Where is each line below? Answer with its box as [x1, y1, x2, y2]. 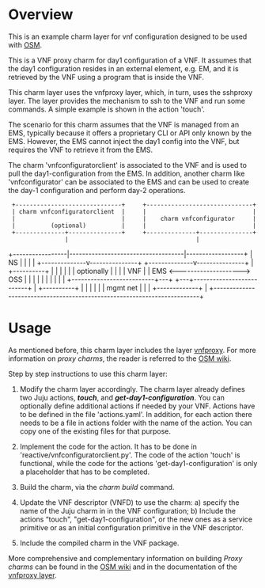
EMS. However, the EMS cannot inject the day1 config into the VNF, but [8, 136, 240, 146]
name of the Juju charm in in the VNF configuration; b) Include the [19, 506, 236, 515]
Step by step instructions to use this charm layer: [8, 369, 168, 378]
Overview [8, 6, 74, 24]
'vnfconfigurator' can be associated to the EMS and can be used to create [8, 176, 250, 187]
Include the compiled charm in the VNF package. [19, 538, 180, 548]
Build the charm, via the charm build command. [19, 482, 175, 491]
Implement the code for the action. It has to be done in [19, 442, 198, 451]
